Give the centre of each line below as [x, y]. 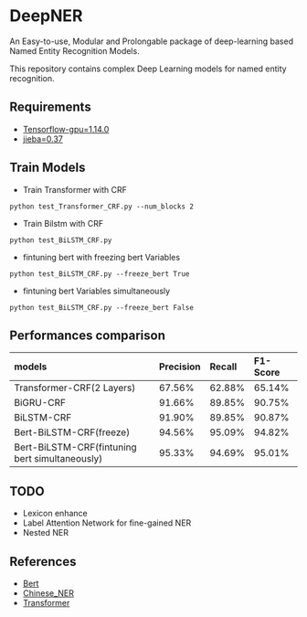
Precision [180, 367]
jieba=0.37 [43, 139]
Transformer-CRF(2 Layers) [75, 388]
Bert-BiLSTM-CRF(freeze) [72, 432]
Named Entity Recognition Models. [74, 50]
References [43, 562]
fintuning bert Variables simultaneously [96, 291]
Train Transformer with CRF [75, 189]
